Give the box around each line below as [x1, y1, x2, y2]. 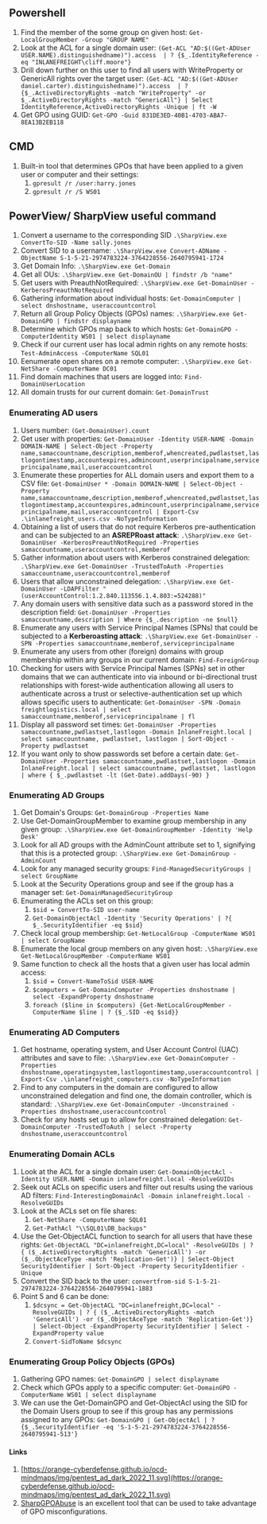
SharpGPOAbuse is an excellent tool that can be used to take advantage [20, 1499, 257, 1508]
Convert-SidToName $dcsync [32, 1337, 122, 1346]
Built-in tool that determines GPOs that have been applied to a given [20, 161, 244, 170]
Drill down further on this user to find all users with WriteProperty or [20, 65, 243, 75]
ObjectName [20, 254, 57, 262]
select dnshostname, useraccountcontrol [20, 302, 157, 310]
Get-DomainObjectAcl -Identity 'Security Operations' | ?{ [32, 914, 233, 923]
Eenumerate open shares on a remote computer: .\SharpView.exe [20, 357, 235, 366]
